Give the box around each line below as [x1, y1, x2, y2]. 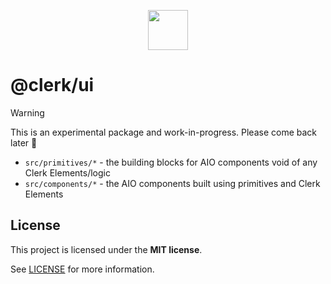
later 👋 [10, 136, 38, 149]
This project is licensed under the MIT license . [10, 243, 203, 255]
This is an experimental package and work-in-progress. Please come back [10, 126, 318, 138]
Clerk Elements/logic [24, 166, 111, 179]
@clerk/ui [10, 74, 95, 97]
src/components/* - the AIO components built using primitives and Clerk [24, 177, 321, 189]
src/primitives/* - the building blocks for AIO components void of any [24, 156, 318, 168]
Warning [10, 106, 45, 119]
